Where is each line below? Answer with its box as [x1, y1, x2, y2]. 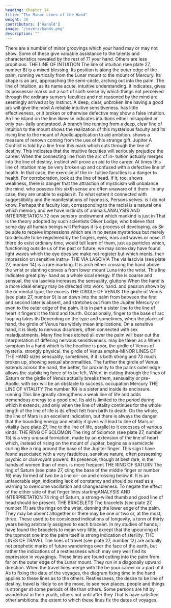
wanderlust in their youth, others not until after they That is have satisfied [5, 592, 159, 597]
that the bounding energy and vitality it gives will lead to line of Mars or [5, 419, 154, 424]
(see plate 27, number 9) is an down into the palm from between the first [5, 294, 157, 300]
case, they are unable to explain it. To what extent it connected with [5, 191, 147, 197]
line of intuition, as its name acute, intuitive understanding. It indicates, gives [5, 83, 166, 89]
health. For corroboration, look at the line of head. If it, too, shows [5, 175, 143, 181]
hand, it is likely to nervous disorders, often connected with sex [5, 326, 138, 333]
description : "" [5, 31, 40, 36]
